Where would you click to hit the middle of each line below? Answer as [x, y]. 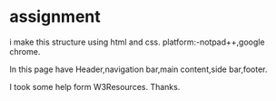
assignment [55, 17]
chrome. [25, 51]
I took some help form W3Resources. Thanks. [95, 86]
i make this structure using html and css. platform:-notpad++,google [137, 42]
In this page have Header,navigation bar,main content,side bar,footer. [138, 69]
